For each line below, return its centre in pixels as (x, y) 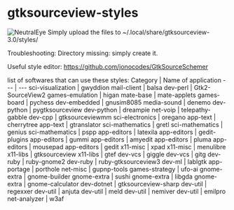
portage (19, 169)
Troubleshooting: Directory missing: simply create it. (83, 53)
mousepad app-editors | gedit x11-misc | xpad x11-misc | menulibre (129, 147)
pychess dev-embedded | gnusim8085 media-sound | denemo (121, 102)
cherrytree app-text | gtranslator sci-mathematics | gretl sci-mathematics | (115, 124)
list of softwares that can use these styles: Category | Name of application (115, 80)
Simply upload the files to (84, 32)
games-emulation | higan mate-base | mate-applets (122, 95)
